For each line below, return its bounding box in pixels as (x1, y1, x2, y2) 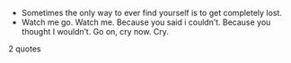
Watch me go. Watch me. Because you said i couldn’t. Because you (21, 17, 271, 28)
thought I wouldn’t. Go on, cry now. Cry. (21, 27, 170, 36)
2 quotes (8, 43, 41, 54)
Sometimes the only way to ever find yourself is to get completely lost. (21, 8, 282, 18)
